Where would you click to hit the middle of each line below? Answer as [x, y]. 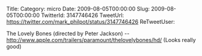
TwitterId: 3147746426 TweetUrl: [82, 15]
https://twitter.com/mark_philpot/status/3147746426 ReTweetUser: [91, 22]
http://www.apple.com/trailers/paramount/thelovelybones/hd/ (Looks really [101, 40]
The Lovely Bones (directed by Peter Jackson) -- [68, 33]
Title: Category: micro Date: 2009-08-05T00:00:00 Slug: [78, 9]
